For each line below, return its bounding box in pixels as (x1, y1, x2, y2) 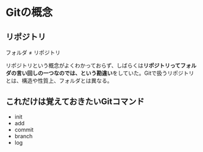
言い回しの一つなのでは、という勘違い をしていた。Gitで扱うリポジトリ (16, 69, 194, 77)
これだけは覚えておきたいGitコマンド (5, 97, 144, 107)
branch (14, 132, 33, 140)
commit (14, 126, 34, 133)
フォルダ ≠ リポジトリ (5, 49, 61, 56)
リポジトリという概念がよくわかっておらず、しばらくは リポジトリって (5, 62, 181, 69)
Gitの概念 (5, 5, 53, 19)
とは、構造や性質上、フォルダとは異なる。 (5, 77, 113, 84)
